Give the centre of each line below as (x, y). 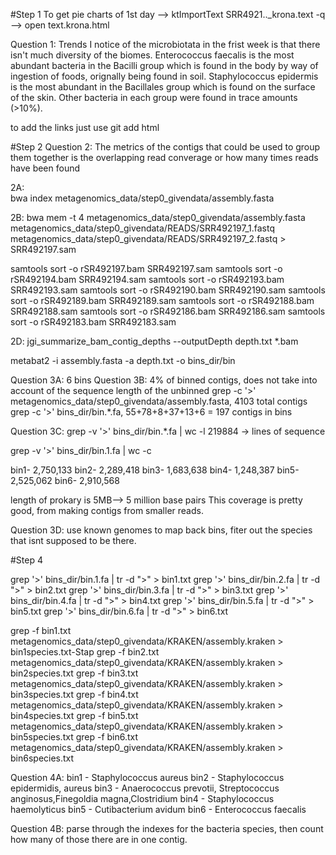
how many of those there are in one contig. (99, 839)
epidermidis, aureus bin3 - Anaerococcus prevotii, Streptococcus (145, 788)
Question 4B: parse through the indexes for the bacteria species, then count (167, 828)
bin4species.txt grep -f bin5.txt (74, 715)
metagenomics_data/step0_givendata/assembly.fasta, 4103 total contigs (159, 401)
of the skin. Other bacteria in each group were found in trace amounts (154, 97)
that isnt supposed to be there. (73, 540)
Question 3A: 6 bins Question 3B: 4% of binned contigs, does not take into (164, 380)
